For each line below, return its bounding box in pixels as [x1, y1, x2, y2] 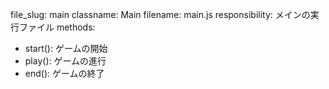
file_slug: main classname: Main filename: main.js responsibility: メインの [10, 9, 311, 20]
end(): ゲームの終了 [24, 68, 105, 79]
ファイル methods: [18, 21, 96, 33]
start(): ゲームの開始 [24, 43, 108, 54]
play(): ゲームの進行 [24, 55, 107, 67]
